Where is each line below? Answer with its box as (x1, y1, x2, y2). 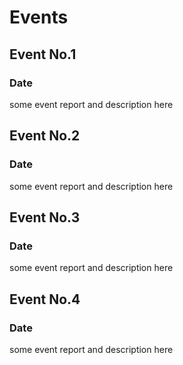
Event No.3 (9, 209, 81, 226)
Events (9, 6, 69, 29)
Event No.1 (9, 46, 77, 63)
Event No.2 (9, 127, 81, 145)
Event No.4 (9, 291, 81, 308)
